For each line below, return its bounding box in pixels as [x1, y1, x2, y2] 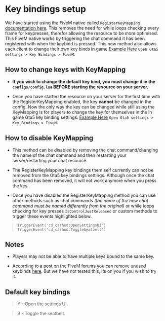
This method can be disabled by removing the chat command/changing [12, 147, 158, 153]
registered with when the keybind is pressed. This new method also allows [5, 40, 157, 46]
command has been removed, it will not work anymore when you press [12, 178, 157, 183]
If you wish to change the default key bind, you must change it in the [12, 78, 156, 84]
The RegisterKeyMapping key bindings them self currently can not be [12, 167, 154, 173]
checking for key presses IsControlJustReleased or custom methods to [12, 208, 158, 214]
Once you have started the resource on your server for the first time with [12, 93, 161, 99]
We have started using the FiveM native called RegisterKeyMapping [5, 20, 140, 26]
